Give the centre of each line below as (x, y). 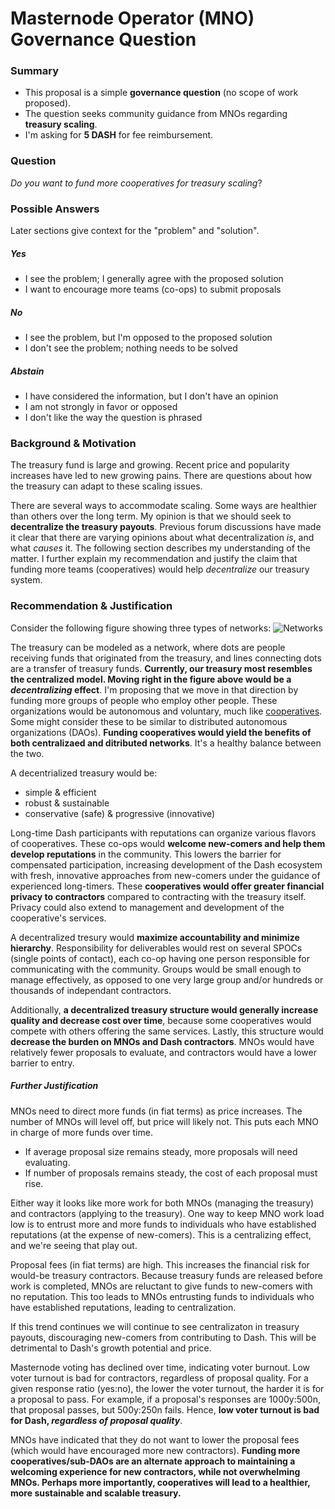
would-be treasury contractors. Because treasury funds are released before (166, 1275)
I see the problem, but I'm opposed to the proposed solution (148, 338)
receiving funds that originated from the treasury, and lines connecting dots (166, 658)
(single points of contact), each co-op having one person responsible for (160, 958)
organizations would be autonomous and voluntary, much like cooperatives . (166, 711)
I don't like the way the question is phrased (113, 417)
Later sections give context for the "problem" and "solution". (135, 231)
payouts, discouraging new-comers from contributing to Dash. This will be (163, 1337)
